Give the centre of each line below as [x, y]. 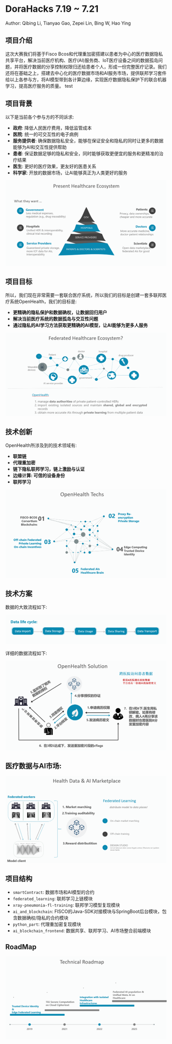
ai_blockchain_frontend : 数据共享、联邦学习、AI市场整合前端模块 [82, 930]
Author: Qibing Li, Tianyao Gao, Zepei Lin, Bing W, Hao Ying [68, 23]
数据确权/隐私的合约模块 [43, 917]
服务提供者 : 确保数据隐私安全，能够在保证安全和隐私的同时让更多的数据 [88, 140]
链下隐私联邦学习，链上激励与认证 [49, 469]
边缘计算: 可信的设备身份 [39, 475]
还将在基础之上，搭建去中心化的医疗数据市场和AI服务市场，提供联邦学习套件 [86, 73]
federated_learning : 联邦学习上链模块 [53, 898]
